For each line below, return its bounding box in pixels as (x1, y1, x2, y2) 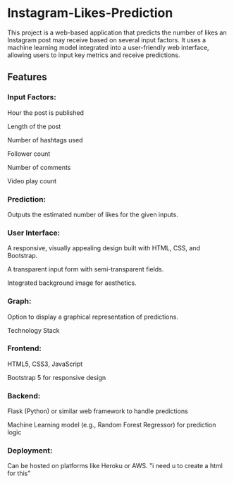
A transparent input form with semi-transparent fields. (7, 265, 164, 274)
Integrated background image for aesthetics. (7, 279, 137, 287)
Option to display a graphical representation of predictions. (7, 312, 178, 321)
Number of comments (7, 163, 71, 171)
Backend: (7, 391, 41, 401)
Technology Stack (7, 326, 60, 334)
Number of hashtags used (7, 135, 83, 144)
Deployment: (7, 446, 53, 456)
